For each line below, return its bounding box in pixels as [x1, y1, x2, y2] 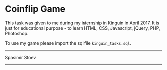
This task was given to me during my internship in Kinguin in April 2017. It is [5, 20, 159, 26]
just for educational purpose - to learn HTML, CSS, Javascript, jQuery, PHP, [5, 25, 160, 31]
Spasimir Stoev [5, 54, 36, 60]
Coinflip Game [5, 3, 66, 15]
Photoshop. [5, 30, 29, 36]
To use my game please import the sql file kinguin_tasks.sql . [5, 40, 132, 46]
